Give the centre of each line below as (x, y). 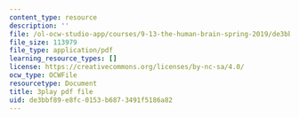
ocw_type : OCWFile (43, 75)
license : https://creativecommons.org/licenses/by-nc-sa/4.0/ (127, 67)
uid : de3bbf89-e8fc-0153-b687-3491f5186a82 (91, 100)
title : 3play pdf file (51, 91)
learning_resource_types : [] (63, 59)
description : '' (39, 26)
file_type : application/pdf (61, 51)
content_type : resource (53, 17)
